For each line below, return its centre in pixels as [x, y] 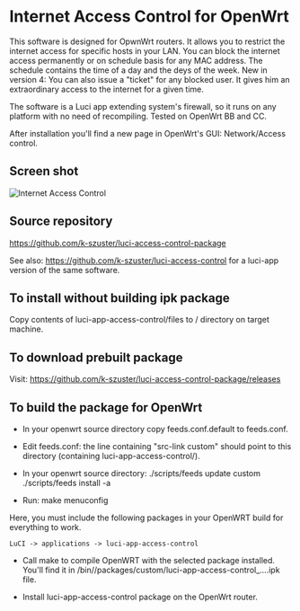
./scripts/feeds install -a [66, 483]
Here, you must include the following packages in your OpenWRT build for [146, 518]
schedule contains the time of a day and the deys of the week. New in [138, 70]
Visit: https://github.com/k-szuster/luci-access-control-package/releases [145, 379]
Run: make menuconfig [65, 500]
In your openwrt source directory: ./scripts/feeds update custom [141, 473]
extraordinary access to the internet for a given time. [107, 89]
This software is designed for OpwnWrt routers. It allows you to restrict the [147, 41]
